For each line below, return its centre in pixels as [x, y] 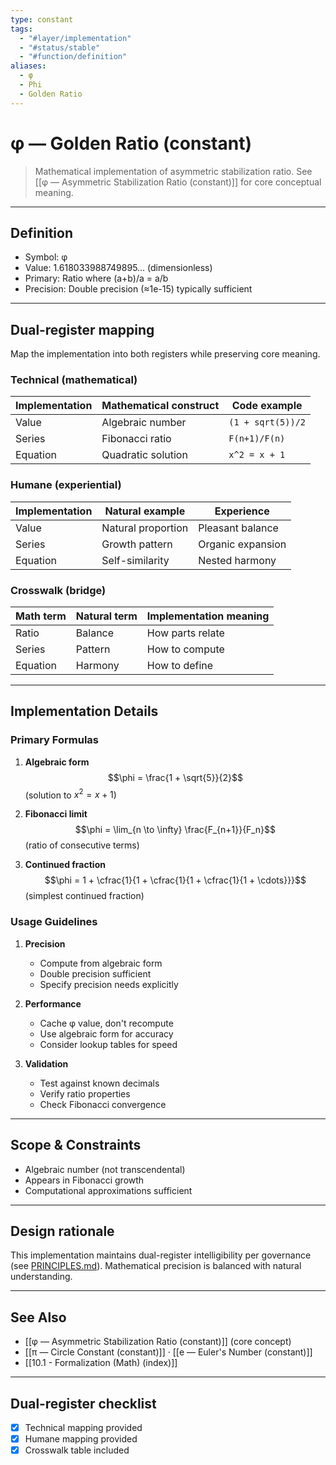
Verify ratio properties [85, 1093]
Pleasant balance [238, 528]
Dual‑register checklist [83, 1403]
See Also [38, 1317]
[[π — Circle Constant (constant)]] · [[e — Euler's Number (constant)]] [168, 1352]
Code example [267, 406]
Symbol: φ [46, 257]
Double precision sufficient [95, 973]
